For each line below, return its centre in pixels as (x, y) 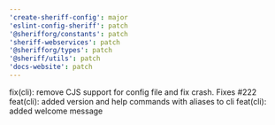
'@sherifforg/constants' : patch (69, 34)
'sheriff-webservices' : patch (65, 42)
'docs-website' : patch (51, 67)
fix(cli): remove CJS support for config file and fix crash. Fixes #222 (133, 92)
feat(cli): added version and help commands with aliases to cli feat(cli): (138, 101)
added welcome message (56, 111)
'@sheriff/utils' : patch (55, 59)
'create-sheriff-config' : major (69, 17)
